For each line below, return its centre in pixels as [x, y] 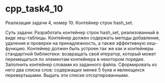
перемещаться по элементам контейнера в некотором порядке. [75, 59]
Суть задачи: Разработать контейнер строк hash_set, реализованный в [82, 32]
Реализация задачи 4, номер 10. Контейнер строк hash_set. [69, 23]
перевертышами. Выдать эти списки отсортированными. [67, 75]
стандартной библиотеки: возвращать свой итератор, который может [81, 54]
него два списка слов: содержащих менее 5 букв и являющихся [75, 70]
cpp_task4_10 [34, 9]
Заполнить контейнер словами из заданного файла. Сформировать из [81, 64]
